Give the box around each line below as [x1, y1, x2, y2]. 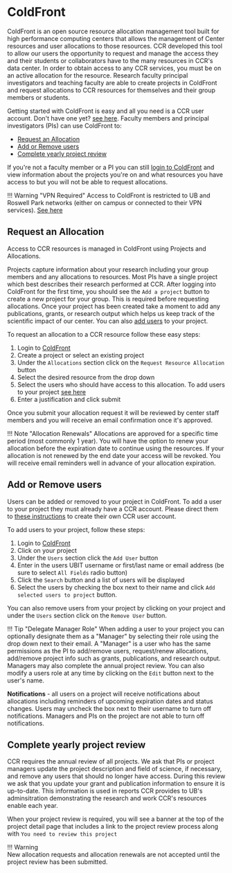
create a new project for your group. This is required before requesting [7, 294, 209, 303]
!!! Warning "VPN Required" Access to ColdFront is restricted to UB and [7, 191, 211, 200]
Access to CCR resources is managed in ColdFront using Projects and [7, 244, 206, 253]
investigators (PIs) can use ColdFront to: [7, 121, 123, 130]
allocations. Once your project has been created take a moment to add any [7, 302, 220, 310]
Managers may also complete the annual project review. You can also [7, 661, 205, 669]
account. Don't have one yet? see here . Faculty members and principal [7, 114, 209, 122]
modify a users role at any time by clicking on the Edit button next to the [7, 669, 214, 677]
